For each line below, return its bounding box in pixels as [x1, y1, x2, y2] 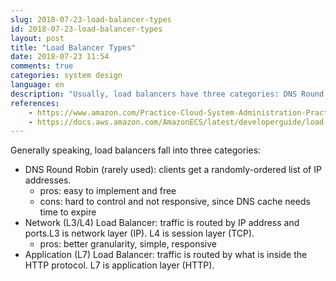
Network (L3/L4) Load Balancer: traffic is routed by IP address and [24, 217, 300, 229]
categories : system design [10, 71, 123, 81]
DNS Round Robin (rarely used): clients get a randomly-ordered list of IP [24, 164, 322, 176]
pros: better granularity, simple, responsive [39, 238, 217, 250]
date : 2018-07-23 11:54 [10, 52, 110, 62]
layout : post [10, 33, 65, 43]
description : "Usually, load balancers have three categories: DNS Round [10, 89, 325, 99]
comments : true [10, 61, 74, 71]
